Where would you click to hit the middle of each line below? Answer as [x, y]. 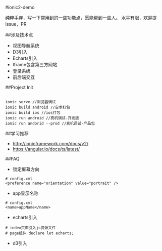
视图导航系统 [26, 46]
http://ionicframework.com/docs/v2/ [50, 143]
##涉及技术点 [19, 35]
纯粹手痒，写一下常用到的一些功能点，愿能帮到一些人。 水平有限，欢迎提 [81, 18]
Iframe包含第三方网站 [35, 65]
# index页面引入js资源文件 [31, 228]
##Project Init [19, 87]
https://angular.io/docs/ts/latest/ [46, 149]
